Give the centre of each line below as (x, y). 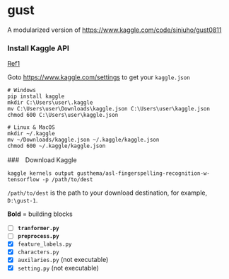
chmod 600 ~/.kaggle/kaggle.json (57, 146)
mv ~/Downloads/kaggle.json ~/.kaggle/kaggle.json (83, 140)
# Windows (22, 91)
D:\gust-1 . (23, 200)
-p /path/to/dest (67, 180)
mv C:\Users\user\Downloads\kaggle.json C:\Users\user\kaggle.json (109, 109)
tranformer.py (38, 229)
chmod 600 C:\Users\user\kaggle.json (63, 115)
